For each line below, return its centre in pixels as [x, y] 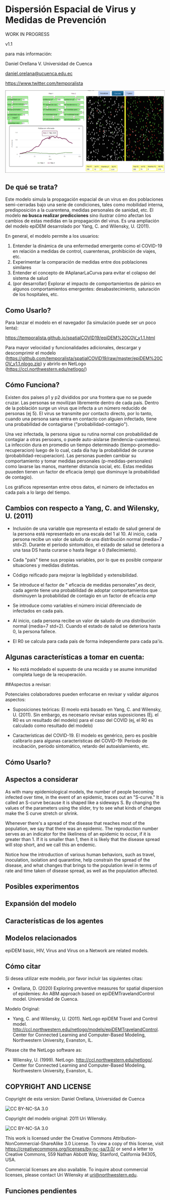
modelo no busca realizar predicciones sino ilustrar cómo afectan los [78, 215]
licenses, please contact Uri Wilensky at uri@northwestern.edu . [72, 1175]
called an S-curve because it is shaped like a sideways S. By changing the [83, 803]
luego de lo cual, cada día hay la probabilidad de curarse [95, 450]
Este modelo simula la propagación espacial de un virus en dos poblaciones [84, 199]
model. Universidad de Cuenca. [46, 999]
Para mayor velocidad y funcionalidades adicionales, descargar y [73, 347]
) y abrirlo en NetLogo [63, 363]
